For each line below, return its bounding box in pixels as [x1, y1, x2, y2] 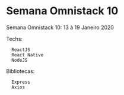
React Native [11, 52, 44, 58]
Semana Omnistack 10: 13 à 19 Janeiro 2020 [6, 24, 115, 31]
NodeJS [11, 57, 28, 63]
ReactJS [11, 46, 31, 53]
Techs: [6, 35, 23, 42]
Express [11, 79, 31, 85]
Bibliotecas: [6, 67, 35, 75]
